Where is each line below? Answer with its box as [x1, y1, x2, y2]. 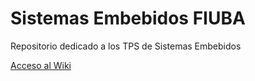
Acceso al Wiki [10, 59, 72, 71]
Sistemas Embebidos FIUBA [10, 7, 246, 30]
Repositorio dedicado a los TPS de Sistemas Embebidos [10, 40, 242, 52]
